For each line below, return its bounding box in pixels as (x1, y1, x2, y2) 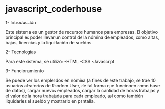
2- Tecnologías (5, 49, 36, 55)
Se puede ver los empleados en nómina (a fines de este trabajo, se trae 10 (5, 77, 156, 83)
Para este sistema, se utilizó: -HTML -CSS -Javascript (5, 58, 115, 64)
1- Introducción (5, 20, 36, 25)
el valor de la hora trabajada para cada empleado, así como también (5, 93, 143, 99)
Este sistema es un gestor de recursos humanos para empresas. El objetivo (5, 29, 158, 35)
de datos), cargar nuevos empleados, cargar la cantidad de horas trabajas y (5, 87, 159, 93)
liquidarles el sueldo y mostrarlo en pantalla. (5, 98, 95, 104)
